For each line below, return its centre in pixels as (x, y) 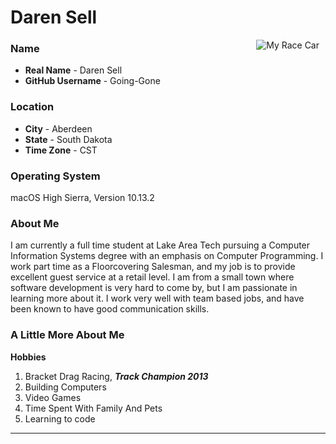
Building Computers (65, 387)
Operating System (55, 176)
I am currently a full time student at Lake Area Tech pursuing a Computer (160, 245)
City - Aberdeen (58, 128)
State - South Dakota (68, 139)
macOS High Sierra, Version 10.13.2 (82, 198)
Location (32, 107)
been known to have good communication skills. (110, 309)
